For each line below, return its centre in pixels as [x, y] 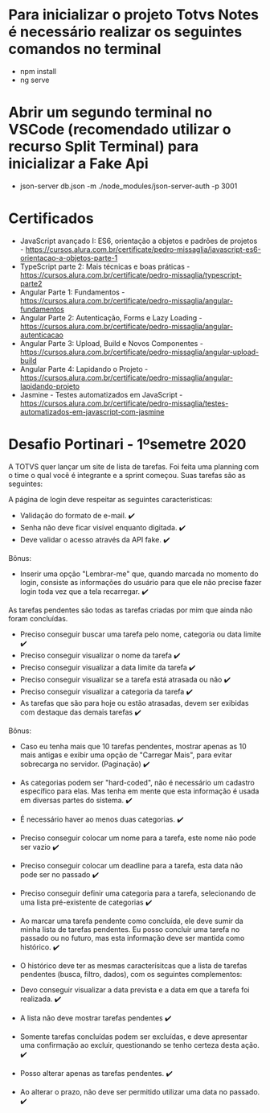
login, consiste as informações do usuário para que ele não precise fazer [141, 582]
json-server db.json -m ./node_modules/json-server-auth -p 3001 [129, 186]
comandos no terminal [85, 49]
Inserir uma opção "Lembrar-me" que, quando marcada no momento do [139, 574]
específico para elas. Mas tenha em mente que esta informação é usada [139, 791]
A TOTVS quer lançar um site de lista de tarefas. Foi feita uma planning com [134, 466]
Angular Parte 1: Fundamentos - [72, 292]
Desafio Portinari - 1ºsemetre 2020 [127, 444]
